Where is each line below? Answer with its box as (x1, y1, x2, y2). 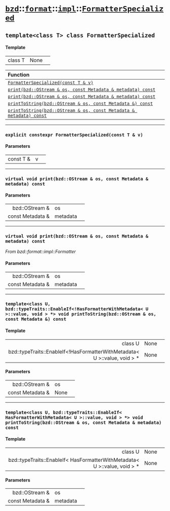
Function (8, 71, 30, 78)
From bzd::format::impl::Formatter (5, 249, 76, 255)
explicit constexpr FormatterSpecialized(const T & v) (5, 132, 143, 138)
